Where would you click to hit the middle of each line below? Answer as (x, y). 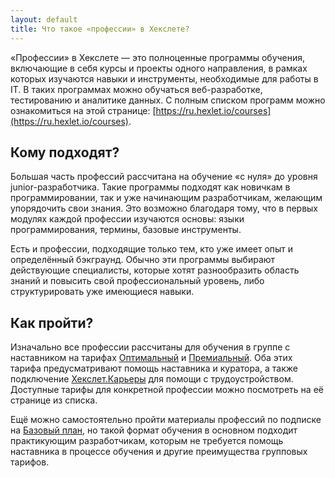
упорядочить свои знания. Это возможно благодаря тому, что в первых (164, 208)
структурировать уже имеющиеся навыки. (102, 292)
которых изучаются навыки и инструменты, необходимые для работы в (164, 78)
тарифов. (30, 462)
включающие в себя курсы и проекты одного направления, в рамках (159, 68)
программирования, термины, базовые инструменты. (126, 230)
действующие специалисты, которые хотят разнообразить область (155, 270)
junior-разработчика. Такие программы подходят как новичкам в (150, 187)
